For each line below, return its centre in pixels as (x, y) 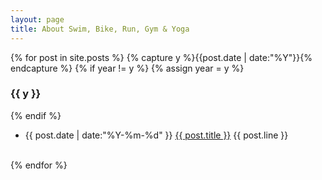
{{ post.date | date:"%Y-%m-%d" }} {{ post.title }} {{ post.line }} (156, 135)
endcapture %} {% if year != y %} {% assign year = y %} (127, 68)
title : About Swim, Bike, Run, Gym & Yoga (100, 29)
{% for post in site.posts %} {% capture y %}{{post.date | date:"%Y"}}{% (161, 57)
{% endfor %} (39, 165)
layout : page (37, 19)
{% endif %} (36, 115)
